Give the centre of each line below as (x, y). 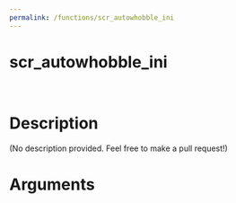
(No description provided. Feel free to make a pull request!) (119, 148)
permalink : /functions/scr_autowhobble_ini (92, 18)
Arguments (52, 184)
